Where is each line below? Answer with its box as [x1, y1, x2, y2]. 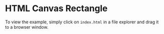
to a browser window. [5, 24, 48, 30]
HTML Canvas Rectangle [5, 3, 108, 14]
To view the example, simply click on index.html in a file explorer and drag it [5, 19, 159, 25]
